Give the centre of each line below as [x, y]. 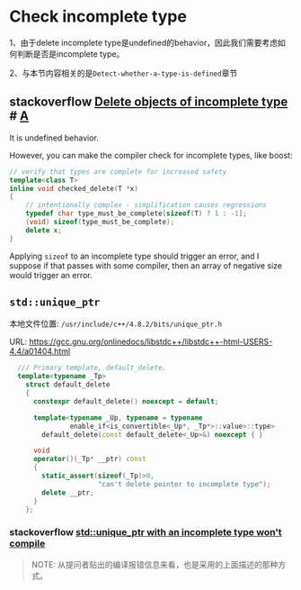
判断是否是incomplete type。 [71, 54]
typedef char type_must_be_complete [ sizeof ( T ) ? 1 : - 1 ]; [136, 213]
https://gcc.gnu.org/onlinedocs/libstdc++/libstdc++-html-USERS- [151, 342]
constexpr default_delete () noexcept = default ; [126, 401]
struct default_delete [68, 385]
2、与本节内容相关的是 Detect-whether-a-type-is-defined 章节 [124, 73]
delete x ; [44, 230]
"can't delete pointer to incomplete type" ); [184, 484]
